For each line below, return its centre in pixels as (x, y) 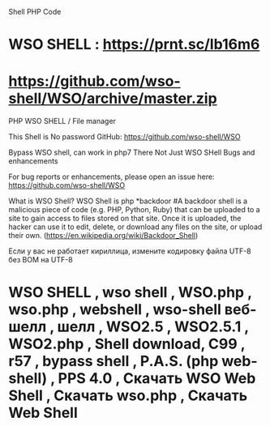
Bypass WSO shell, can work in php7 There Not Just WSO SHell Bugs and (132, 152)
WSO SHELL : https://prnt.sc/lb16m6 (134, 45)
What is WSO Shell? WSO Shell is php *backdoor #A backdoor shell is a (128, 201)
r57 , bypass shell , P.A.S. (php (114, 362)
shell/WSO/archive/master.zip (113, 98)
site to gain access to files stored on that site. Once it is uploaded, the (125, 219)
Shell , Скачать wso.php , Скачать (128, 396)
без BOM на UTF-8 (41, 260)
